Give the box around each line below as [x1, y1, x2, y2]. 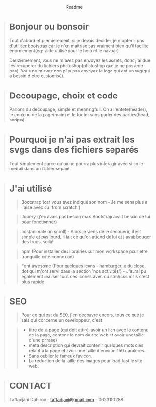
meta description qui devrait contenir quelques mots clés [28, 342, 144, 348]
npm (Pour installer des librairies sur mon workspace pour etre [21, 248, 148, 254]
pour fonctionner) [21, 219, 57, 225]
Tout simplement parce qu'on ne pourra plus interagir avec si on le [9, 160, 144, 166]
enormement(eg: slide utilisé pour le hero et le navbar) [9, 48, 119, 53]
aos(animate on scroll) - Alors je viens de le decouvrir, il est [21, 228, 141, 234]
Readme [66, 4, 83, 10]
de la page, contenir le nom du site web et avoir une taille [28, 332, 144, 337]
